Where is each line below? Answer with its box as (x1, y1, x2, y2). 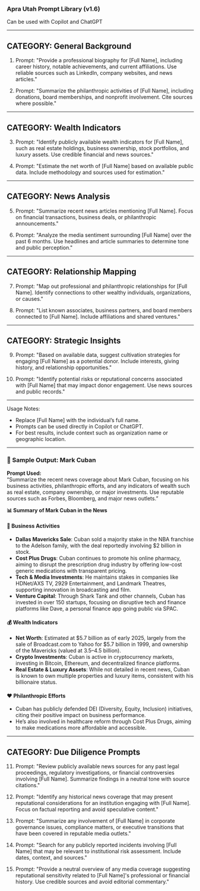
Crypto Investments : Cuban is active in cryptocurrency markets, (15, 654, 174, 661)
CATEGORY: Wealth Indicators (7, 122, 121, 132)
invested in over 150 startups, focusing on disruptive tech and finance (15, 598, 186, 605)
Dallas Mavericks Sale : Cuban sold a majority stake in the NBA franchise (15, 535, 194, 543)
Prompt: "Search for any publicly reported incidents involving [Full (15, 842, 177, 849)
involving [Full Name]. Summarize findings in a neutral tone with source (15, 775, 190, 782)
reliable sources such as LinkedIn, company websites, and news (15, 69, 173, 77)
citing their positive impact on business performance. (15, 712, 146, 719)
